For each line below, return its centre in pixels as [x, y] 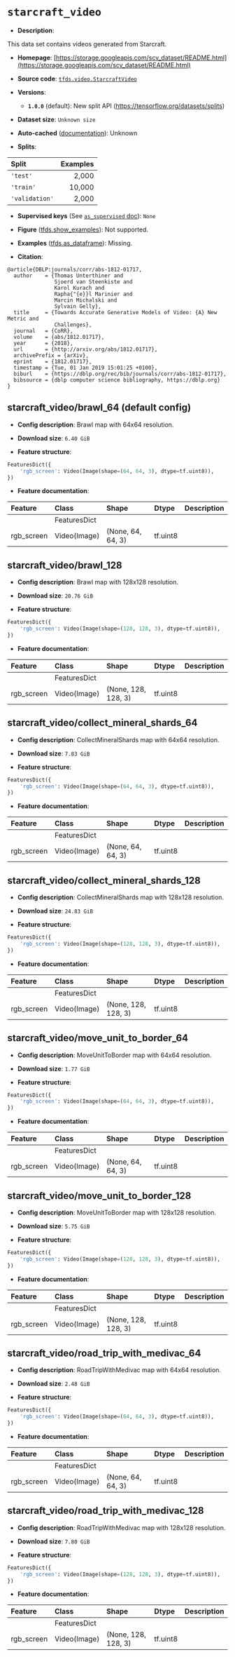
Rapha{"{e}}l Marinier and [93, 294]
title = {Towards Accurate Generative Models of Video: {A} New [115, 312]
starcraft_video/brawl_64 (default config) [99, 408]
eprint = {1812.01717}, [53, 361]
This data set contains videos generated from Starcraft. [87, 43]
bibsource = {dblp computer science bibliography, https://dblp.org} [117, 380]
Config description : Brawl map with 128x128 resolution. [98, 582]
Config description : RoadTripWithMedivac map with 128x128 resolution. [121, 1527]
